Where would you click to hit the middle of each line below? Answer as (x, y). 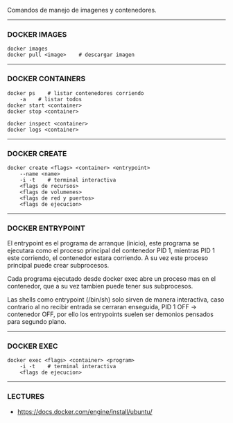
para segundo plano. (37, 322)
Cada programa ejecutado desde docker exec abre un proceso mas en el (112, 279)
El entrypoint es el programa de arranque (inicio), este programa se (103, 243)
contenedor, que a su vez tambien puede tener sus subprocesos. (100, 286)
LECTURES (26, 397)
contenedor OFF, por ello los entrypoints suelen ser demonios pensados (110, 314)
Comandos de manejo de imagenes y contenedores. (82, 10)
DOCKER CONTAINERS (46, 79)
